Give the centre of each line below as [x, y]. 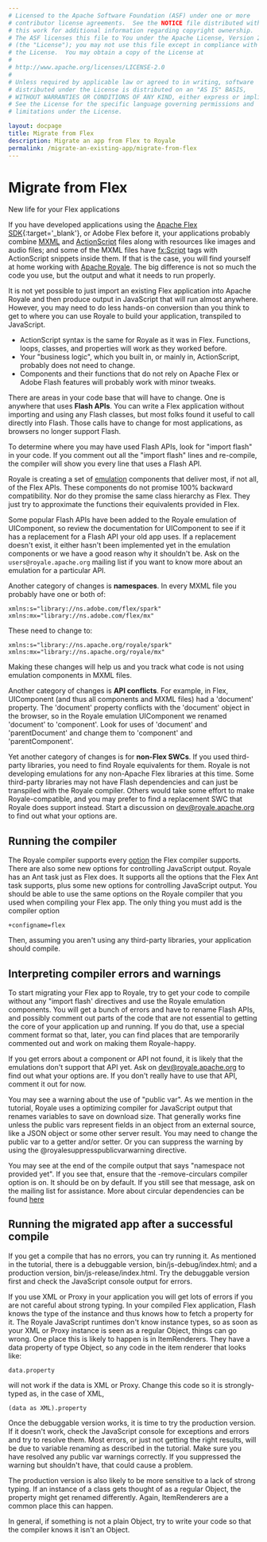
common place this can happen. [61, 1505]
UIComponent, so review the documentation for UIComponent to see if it [127, 529]
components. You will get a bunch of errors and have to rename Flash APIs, [132, 1009]
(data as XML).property [48, 1408]
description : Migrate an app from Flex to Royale [92, 141]
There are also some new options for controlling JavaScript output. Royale [130, 869]
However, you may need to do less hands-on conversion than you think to [129, 308]
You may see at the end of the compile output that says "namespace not [126, 1166]
